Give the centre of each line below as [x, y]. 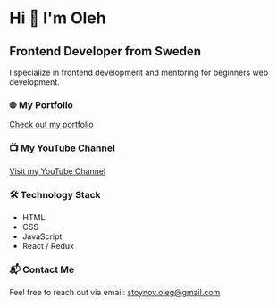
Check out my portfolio [51, 125]
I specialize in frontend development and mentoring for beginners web [139, 72]
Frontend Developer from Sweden [105, 51]
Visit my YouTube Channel [58, 171]
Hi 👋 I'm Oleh [58, 18]
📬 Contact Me [42, 269]
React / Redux [48, 245]
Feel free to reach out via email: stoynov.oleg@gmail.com [115, 293]
